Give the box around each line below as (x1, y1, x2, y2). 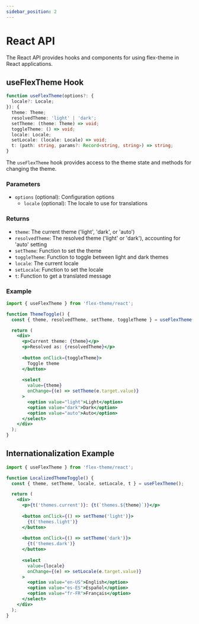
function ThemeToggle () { (6, 311, 70, 317)
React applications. (6, 60, 53, 67)
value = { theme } (27, 383, 62, 389)
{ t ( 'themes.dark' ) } (27, 541, 76, 547)
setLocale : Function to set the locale (14, 266, 104, 273)
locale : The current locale (14, 259, 79, 267)
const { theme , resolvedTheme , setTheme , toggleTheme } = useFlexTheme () (11, 317, 197, 323)
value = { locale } (27, 563, 65, 569)
